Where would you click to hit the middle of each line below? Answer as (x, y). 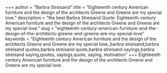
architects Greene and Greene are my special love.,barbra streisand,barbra (82, 44)
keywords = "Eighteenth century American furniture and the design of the (81, 39)
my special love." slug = (30, 28)
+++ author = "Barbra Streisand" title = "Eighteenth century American (77, 7)
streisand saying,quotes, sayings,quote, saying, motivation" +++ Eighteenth (83, 55)
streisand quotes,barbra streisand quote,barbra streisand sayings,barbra (80, 49)
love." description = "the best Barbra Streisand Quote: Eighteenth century (81, 18)
